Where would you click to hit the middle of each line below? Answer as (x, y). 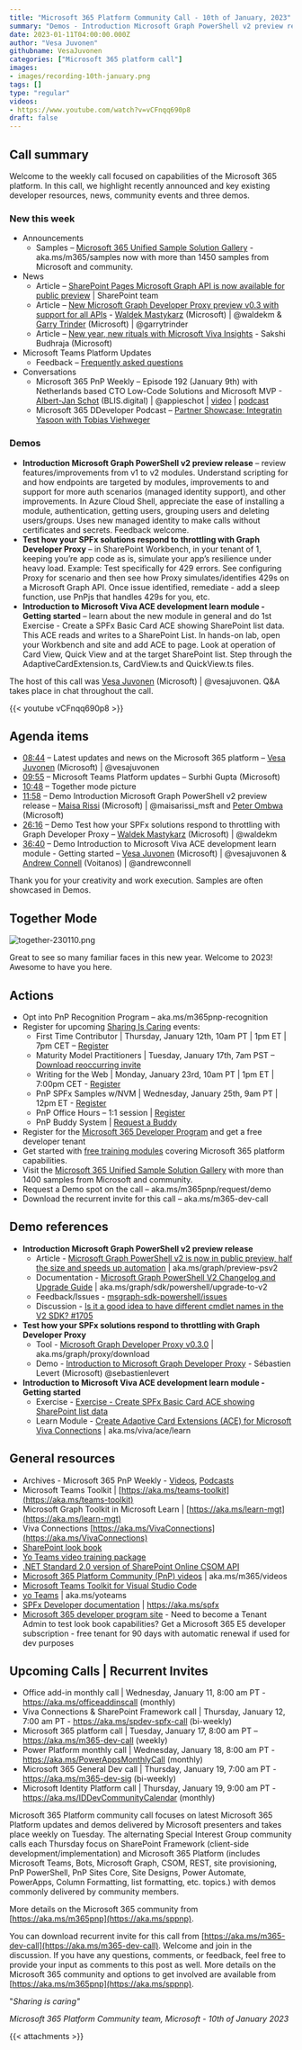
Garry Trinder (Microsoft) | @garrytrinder (112, 324)
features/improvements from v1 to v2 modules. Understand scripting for (155, 472)
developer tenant (54, 1141)
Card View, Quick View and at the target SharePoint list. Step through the (157, 654)
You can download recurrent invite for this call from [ (107, 1937)
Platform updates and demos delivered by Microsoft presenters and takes (146, 1825)
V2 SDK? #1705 (64, 1316)
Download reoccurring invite (89, 1065)
